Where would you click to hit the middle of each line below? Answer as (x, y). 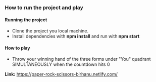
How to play (17, 48)
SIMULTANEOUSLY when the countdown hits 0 (61, 64)
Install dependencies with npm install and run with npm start (76, 36)
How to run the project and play (44, 8)
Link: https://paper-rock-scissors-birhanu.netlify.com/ (61, 74)
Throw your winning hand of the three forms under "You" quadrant (81, 59)
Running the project (26, 20)
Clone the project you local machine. (50, 31)
